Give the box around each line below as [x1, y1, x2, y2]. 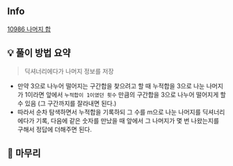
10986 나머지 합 [7, 24, 51, 33]
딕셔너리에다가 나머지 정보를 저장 [24, 67, 114, 75]
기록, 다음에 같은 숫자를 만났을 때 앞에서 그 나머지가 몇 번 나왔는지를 [35, 116, 220, 124]
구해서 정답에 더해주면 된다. [17, 125, 93, 133]
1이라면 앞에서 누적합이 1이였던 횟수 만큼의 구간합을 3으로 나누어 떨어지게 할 [24, 90, 226, 99]
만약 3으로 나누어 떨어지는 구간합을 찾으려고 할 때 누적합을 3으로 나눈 [17, 81, 205, 90]
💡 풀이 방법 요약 [7, 47, 71, 59]
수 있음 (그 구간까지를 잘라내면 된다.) [17, 99, 117, 107]
